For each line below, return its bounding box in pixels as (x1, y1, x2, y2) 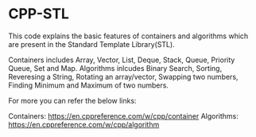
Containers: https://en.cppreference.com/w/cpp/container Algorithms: (8, 111, 239, 120)
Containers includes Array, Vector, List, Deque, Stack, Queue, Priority (8, 55, 235, 65)
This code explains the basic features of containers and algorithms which (8, 31, 249, 41)
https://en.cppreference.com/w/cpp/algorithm (8, 119, 160, 129)
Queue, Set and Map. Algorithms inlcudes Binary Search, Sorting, (8, 63, 223, 72)
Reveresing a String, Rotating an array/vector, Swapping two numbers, (8, 72, 239, 81)
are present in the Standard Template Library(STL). (8, 39, 175, 49)
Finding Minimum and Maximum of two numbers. (8, 80, 169, 90)
